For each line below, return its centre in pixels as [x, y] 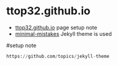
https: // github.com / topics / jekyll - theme [58, 56]
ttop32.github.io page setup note [56, 27]
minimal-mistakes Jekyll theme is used [63, 33]
